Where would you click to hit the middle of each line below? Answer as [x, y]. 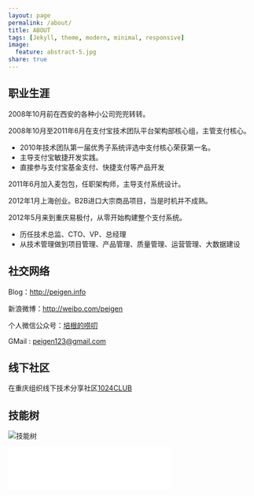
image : [19, 45]
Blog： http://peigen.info [47, 292]
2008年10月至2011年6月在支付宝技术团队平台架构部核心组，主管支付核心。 [129, 130]
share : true [28, 60]
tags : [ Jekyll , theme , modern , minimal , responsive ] [96, 37]
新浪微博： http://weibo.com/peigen [66, 308]
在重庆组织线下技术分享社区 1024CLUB [70, 388]
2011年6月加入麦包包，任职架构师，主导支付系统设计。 [97, 184]
